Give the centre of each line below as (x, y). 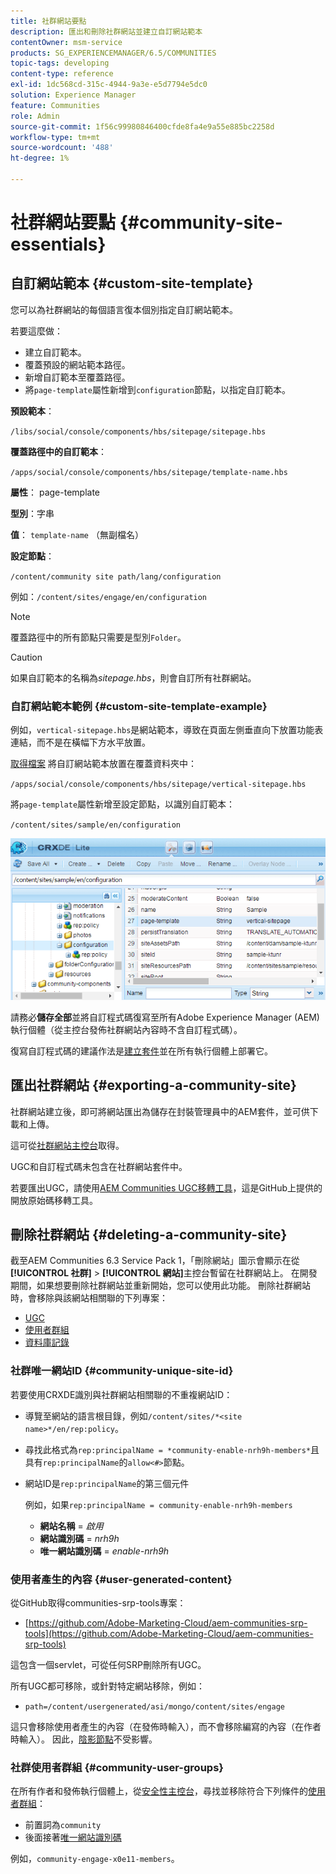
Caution (26, 657)
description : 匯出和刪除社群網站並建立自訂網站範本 (106, 31)
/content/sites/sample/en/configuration (96, 825)
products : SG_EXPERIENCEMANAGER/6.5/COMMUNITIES (113, 53)
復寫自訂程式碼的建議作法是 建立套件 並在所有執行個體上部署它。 (141, 1051)
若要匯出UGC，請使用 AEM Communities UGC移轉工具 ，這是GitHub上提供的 (166, 1187)
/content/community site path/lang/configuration (116, 576)
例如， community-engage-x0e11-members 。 (95, 1859)
